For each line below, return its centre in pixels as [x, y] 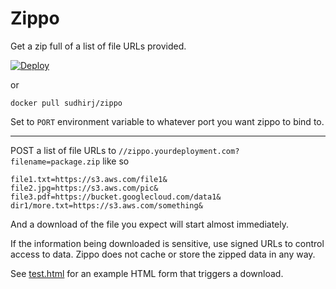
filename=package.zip [55, 162]
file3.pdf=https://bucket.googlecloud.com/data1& [116, 197]
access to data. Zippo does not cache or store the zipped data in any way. [163, 254]
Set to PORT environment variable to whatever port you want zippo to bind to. [167, 121]
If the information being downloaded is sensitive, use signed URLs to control [167, 243]
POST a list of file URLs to [63, 150]
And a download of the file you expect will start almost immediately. [149, 224]
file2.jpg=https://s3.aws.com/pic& [84, 188]
